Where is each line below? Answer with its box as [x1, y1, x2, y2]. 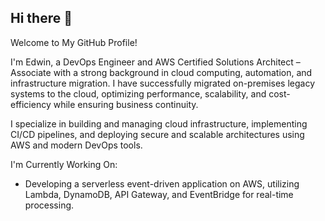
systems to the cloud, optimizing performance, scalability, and [10, 87, 267, 100]
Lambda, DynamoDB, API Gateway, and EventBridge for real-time [24, 188, 294, 200]
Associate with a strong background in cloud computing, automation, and [10, 66, 313, 78]
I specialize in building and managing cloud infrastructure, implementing [10, 117, 308, 130]
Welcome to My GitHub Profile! [10, 36, 138, 48]
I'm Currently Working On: [10, 158, 118, 170]
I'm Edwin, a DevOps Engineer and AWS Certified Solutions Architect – [10, 56, 301, 68]
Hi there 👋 [10, 10, 73, 27]
